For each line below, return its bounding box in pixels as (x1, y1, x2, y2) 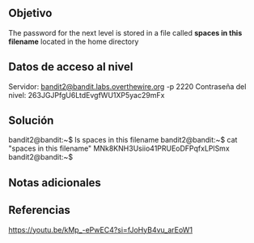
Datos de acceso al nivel (8, 60, 133, 74)
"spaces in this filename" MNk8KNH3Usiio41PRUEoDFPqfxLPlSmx (8, 143, 231, 153)
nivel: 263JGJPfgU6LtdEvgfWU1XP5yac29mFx (8, 90, 165, 100)
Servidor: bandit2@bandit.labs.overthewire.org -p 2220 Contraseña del (8, 81, 247, 92)
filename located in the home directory (8, 36, 139, 46)
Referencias (8, 203, 71, 217)
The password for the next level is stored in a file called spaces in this (8, 28, 243, 37)
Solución (8, 113, 54, 128)
